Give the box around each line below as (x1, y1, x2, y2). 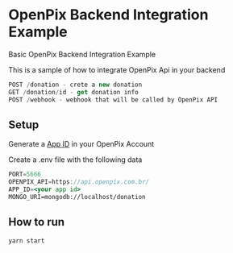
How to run (8, 215, 65, 229)
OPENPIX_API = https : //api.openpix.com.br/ (8, 178, 150, 186)
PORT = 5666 (8, 171, 42, 179)
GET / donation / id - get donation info (8, 88, 139, 96)
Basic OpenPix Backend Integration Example (8, 49, 156, 59)
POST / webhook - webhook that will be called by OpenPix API (8, 95, 218, 104)
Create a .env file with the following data (8, 155, 143, 164)
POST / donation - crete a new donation (8, 81, 143, 89)
